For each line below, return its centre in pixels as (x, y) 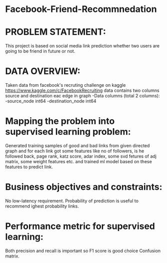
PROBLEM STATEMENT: (55, 32)
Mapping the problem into (60, 121)
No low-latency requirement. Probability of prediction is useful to (72, 201)
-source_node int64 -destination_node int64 (51, 101)
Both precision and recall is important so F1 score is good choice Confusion (83, 251)
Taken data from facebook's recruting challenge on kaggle (65, 85)
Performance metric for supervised (80, 226)
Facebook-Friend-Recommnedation (81, 9)
